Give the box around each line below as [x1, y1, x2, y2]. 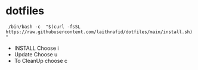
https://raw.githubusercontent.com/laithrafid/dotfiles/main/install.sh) [5, 28, 193, 35]
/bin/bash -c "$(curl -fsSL [8, 24, 81, 30]
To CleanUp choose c [14, 57, 68, 64]
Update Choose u [14, 50, 58, 58]
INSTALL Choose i [14, 44, 59, 52]
